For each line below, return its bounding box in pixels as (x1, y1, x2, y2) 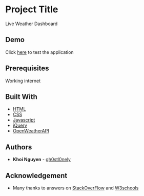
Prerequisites (5, 64, 49, 73)
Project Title (5, 4, 58, 15)
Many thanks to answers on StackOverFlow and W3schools (12, 185, 139, 191)
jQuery (12, 122, 27, 129)
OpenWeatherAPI (12, 128, 50, 134)
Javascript (12, 117, 35, 123)
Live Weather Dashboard (5, 21, 58, 27)
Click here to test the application (5, 49, 74, 55)
